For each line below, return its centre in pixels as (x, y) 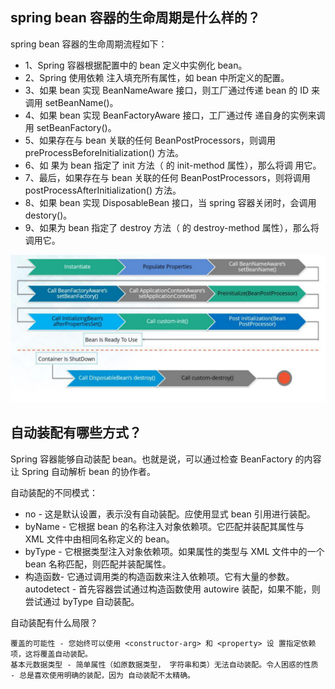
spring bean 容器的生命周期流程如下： (89, 44)
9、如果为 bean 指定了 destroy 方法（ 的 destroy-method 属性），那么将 (172, 227)
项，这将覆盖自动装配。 (51, 654)
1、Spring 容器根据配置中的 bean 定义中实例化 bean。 (136, 65)
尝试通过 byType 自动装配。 (82, 601)
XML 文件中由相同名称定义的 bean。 (99, 539)
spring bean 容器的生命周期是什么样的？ (135, 18)
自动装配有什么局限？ (54, 622)
